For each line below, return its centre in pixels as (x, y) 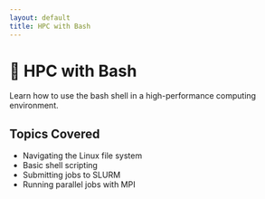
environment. (34, 106)
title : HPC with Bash (50, 26)
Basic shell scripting (60, 166)
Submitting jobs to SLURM (71, 175)
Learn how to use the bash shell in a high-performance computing (132, 96)
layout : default (40, 18)
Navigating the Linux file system (82, 156)
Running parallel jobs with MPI (79, 185)
